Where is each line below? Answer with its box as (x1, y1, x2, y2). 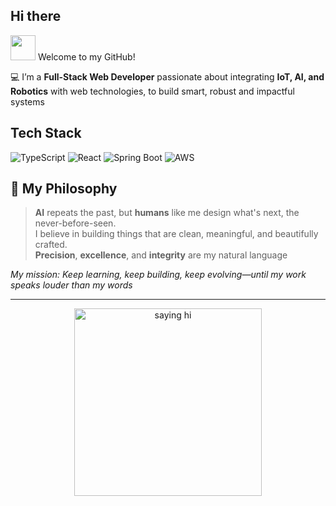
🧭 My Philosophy (10, 180, 118, 198)
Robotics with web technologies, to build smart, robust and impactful (10, 85, 295, 97)
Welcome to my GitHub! (37, 50, 136, 63)
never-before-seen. (34, 217, 117, 229)
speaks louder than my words (10, 279, 133, 291)
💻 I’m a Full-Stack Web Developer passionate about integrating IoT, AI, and (10, 70, 325, 83)
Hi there (10, 8, 62, 25)
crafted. (34, 239, 68, 251)
